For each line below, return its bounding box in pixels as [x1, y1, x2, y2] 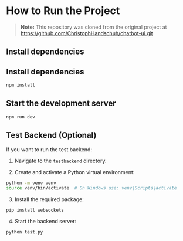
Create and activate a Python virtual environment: [14, 168, 135, 175]
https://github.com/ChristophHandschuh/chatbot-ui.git [20, 29, 154, 36]
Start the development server [6, 99, 116, 108]
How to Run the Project [6, 4, 120, 18]
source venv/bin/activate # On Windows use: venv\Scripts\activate [6, 185, 177, 191]
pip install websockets [6, 207, 65, 213]
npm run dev [6, 114, 35, 120]
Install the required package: [14, 196, 84, 203]
